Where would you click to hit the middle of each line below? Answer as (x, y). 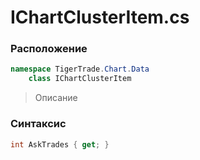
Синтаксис (38, 124)
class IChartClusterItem (80, 79)
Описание (56, 98)
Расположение (49, 49)
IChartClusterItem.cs (100, 17)
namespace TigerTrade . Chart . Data (80, 69)
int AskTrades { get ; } (60, 144)
